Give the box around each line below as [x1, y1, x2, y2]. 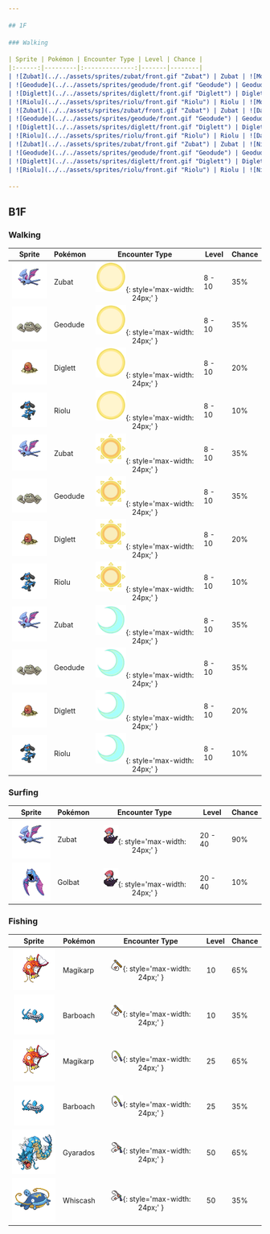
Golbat [57, 878, 80, 887]
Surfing [8, 787, 39, 798]
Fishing [8, 915, 39, 927]
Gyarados [63, 1147, 95, 1158]
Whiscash [63, 1195, 96, 1206]
